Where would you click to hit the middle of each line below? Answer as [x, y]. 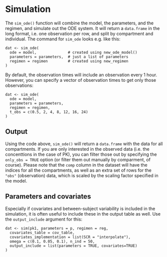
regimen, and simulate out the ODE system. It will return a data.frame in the [82, 28]
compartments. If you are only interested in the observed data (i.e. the [77, 149]
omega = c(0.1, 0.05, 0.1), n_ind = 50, [52, 241]
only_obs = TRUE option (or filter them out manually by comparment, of [78, 159]
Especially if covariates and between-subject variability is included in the [80, 209]
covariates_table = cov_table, [42, 233]
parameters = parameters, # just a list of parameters [69, 57]
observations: [19, 85]
